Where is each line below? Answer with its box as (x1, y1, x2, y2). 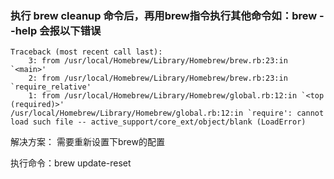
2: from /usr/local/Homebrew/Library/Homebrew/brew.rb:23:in (28, 73, 288, 84)
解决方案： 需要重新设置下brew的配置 (10, 136, 165, 148)
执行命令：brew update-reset (10, 157, 132, 169)
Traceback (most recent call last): (10, 47, 163, 57)
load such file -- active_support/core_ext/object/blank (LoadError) (10, 117, 307, 127)
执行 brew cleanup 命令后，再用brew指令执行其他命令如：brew (10, 8, 318, 22)
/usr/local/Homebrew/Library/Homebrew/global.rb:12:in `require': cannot (10, 108, 325, 119)
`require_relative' (10, 82, 92, 92)
